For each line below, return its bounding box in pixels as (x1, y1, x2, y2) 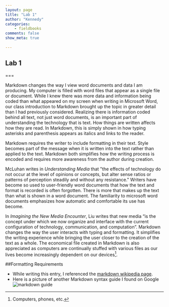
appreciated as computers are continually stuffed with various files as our (5, 245, 158, 251)
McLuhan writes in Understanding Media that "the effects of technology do (5, 166, 161, 172)
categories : (5, 21, 30, 27)
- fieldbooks (14, 26, 42, 31)
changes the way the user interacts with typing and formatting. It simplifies (5, 229, 160, 235)
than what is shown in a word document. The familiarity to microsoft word (5, 193, 158, 199)
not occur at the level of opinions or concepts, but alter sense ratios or (5, 171, 151, 177)
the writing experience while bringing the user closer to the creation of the (5, 234, 159, 240)
